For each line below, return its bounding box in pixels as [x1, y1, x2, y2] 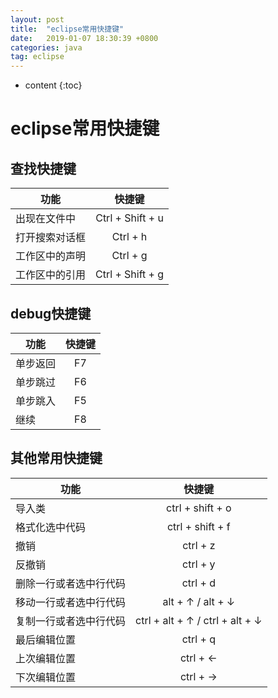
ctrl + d [181, 576, 216, 590]
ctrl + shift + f [166, 519, 231, 533]
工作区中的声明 [15, 249, 87, 263]
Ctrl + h [111, 230, 148, 244]
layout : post [10, 14, 65, 25]
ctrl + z [182, 538, 216, 552]
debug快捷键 [10, 305, 92, 322]
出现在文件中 [15, 212, 77, 226]
